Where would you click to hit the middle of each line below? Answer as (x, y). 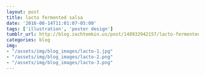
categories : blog (28, 40)
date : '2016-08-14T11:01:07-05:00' (52, 23)
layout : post (23, 12)
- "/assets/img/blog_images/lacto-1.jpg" (60, 51)
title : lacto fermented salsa (45, 18)
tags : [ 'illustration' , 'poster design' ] (60, 29)
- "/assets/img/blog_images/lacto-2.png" (60, 57)
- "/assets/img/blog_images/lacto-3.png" (60, 62)
